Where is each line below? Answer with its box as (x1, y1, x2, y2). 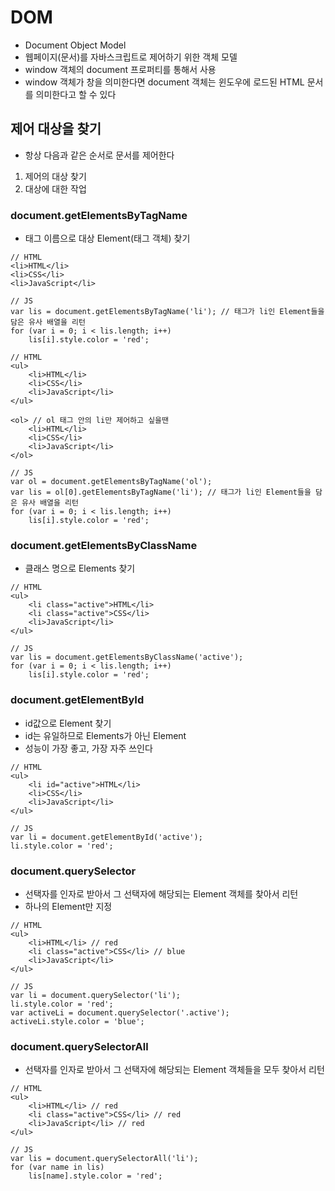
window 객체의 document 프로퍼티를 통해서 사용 (24, 63, 217, 75)
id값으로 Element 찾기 (24, 717, 112, 729)
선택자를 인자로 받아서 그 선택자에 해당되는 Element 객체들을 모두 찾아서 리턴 (24, 1064, 325, 1076)
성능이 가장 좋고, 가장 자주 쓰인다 (24, 742, 153, 754)
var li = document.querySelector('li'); (10, 990, 182, 1000)
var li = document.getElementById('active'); (10, 832, 203, 842)
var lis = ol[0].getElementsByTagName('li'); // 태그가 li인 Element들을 (10, 487, 312, 498)
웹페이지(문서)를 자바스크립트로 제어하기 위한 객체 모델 (24, 51, 238, 63)
